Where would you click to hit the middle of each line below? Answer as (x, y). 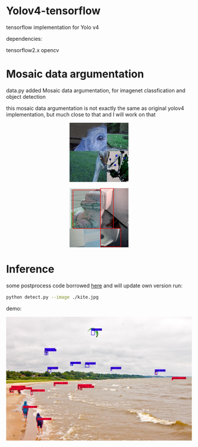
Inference (30, 269)
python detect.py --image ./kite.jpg (52, 297)
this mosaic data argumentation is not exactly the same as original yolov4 (95, 108)
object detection (26, 96)
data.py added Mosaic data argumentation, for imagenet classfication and (96, 90)
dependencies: (24, 38)
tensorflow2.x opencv (33, 50)
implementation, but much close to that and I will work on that (81, 114)
